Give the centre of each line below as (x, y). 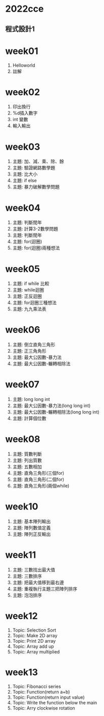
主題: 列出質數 (27, 461)
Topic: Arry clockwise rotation (44, 708)
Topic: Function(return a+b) (41, 692)
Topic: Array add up (33, 646)
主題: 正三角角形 (29, 351)
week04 (23, 208)
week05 (23, 269)
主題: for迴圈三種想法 (35, 303)
